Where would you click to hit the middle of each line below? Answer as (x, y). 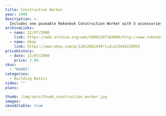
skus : (11, 65)
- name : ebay (23, 42)
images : (13, 101)
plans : (12, 88)
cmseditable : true (24, 106)
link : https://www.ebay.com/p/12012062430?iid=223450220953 (77, 46)
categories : (17, 74)
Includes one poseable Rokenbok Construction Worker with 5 (73, 23)
